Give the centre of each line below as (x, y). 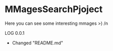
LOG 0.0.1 (15, 33)
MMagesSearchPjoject (54, 9)
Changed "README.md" (37, 43)
